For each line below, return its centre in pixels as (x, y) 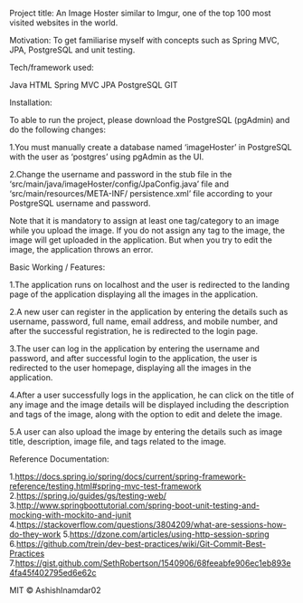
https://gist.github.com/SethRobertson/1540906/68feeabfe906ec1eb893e (153, 563)
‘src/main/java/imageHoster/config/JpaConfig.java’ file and (119, 184)
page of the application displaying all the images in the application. (134, 294)
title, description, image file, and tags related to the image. (118, 441)
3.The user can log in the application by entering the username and (134, 349)
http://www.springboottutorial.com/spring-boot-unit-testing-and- (138, 505)
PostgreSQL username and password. (80, 203)
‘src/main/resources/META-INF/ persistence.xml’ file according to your (141, 193)
